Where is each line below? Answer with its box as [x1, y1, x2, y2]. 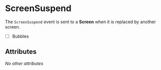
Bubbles [12, 33, 29, 39]
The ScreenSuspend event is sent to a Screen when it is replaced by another [5, 19, 156, 25]
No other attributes [5, 60, 43, 66]
